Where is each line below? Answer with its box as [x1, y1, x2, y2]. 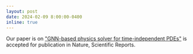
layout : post [6, 8, 38, 15]
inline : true [6, 19, 38, 25]
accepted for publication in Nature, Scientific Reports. [6, 41, 136, 48]
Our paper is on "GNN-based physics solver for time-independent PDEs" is [6, 35, 187, 42]
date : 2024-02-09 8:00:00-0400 [6, 14, 82, 20]
